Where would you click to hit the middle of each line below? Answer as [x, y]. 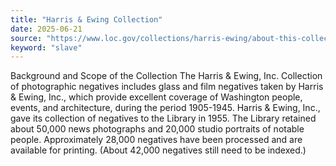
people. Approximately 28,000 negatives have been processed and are [156, 140]
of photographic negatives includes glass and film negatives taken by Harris [167, 87]
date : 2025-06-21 [46, 29]
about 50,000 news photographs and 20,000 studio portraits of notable [157, 129]
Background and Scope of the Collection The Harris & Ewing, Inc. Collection [166, 76]
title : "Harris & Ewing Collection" [86, 19]
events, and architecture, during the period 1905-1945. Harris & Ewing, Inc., [165, 108]
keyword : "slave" [46, 47]
